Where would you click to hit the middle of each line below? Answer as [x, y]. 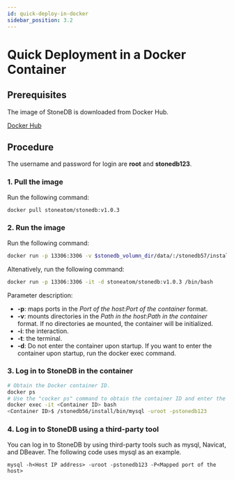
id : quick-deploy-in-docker [48, 14]
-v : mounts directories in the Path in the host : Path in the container [112, 316]
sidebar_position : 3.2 [40, 20]
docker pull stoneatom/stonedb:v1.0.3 [63, 210]
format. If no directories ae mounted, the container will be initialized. [115, 323]
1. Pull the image [36, 182]
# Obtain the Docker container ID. [59, 385]
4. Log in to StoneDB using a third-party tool [83, 429]
